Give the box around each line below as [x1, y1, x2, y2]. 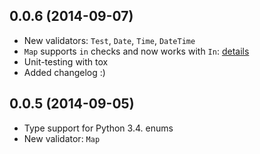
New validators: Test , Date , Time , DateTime [23, 34, 196, 46]
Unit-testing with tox [23, 55, 109, 68]
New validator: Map [23, 132, 101, 144]
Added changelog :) [23, 66, 106, 78]
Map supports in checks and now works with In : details [23, 45, 250, 57]
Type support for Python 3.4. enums [23, 122, 174, 134]
